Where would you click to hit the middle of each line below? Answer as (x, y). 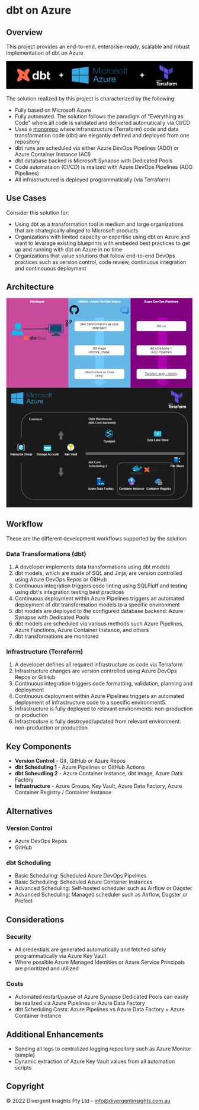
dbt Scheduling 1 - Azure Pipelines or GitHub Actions (80, 767)
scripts (23, 1068)
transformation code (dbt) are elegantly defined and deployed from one (102, 135)
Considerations (35, 919)
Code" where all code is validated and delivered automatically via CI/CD (102, 122)
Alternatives (30, 811)
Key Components (39, 746)
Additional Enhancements (55, 1034)
